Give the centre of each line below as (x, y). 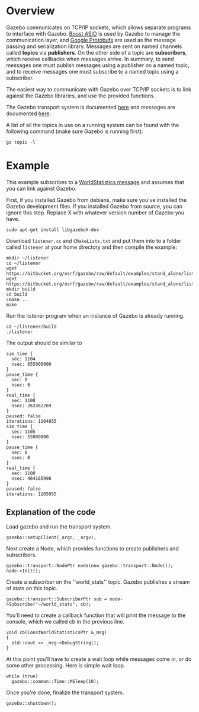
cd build (17, 294)
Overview (31, 11)
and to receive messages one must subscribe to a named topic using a (92, 71)
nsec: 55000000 (30, 437)
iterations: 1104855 (32, 421)
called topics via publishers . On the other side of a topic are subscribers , (97, 52)
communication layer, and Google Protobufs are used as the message (91, 40)
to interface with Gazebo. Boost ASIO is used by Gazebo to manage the (93, 33)
